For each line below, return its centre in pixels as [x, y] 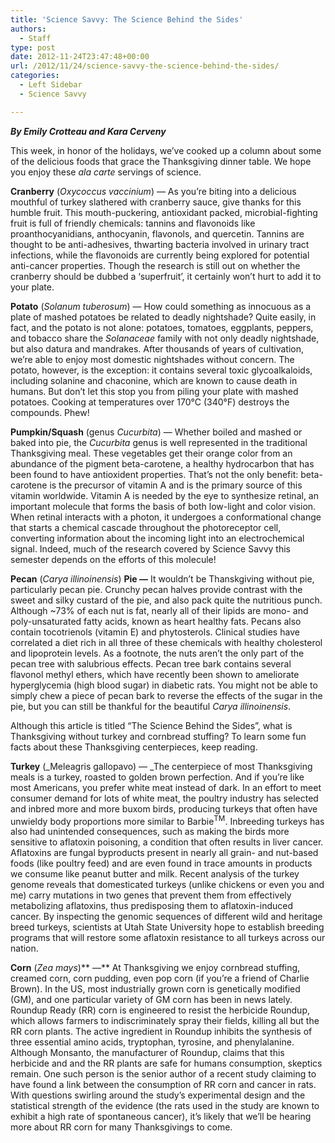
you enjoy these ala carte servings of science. [106, 172]
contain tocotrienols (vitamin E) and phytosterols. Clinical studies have [155, 632]
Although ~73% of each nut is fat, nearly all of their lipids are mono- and [159, 610]
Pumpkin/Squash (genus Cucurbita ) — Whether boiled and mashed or [156, 432]
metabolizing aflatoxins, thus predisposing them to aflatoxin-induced [152, 906]
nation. [24, 948]
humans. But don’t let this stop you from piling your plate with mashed [154, 391]
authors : [28, 29]
